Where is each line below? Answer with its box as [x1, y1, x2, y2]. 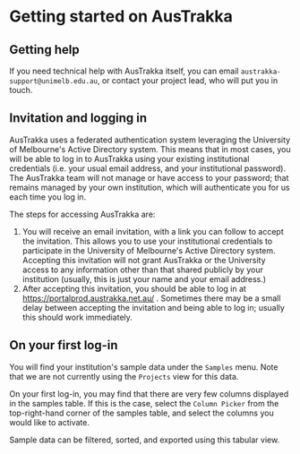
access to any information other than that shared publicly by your [21, 264, 264, 275]
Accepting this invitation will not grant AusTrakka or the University [21, 254, 266, 265]
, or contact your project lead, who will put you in [97, 75, 279, 86]
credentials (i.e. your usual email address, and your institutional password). [9, 163, 287, 174]
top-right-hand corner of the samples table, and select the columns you [9, 407, 275, 418]
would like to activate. [9, 416, 90, 427]
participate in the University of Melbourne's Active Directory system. [21, 244, 276, 256]
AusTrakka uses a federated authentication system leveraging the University [9, 134, 291, 145]
